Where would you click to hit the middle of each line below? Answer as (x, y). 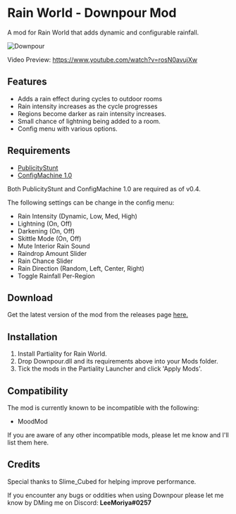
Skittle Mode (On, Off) (49, 238)
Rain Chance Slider (45, 261)
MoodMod (32, 421)
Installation (32, 336)
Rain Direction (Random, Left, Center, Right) (81, 268)
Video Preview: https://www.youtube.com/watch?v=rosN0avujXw (103, 59)
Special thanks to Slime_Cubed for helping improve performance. (102, 481)
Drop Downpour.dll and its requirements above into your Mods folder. (118, 361)
